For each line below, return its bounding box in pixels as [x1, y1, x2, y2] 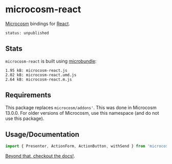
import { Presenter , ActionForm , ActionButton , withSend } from [5, 143, 145, 149]
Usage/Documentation [5, 130, 79, 139]
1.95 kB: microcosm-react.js [5, 68, 68, 73]
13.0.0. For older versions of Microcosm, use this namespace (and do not [5, 110, 160, 116]
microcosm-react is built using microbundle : [5, 58, 97, 64]
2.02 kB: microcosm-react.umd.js [5, 72, 77, 77]
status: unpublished [5, 30, 50, 35]
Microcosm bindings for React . [5, 20, 70, 27]
